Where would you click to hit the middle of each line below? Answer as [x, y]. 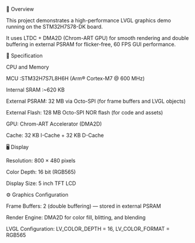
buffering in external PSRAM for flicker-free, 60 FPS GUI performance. [91, 44]
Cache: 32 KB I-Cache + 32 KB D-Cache [55, 135]
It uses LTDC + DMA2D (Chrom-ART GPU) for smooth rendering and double [97, 38]
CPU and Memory [28, 67]
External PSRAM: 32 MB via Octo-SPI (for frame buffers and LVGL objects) [96, 101]
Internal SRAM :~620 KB [35, 90]
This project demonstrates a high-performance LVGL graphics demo [89, 20]
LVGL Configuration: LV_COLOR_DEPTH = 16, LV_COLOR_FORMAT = [88, 229]
